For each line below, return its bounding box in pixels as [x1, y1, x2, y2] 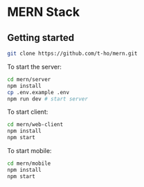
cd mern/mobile [7, 160, 51, 167]
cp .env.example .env [7, 89, 70, 96]
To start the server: [7, 62, 62, 71]
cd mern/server [7, 75, 51, 83]
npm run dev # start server [7, 95, 89, 103]
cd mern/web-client [7, 121, 64, 128]
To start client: [7, 108, 48, 116]
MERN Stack [7, 4, 80, 20]
